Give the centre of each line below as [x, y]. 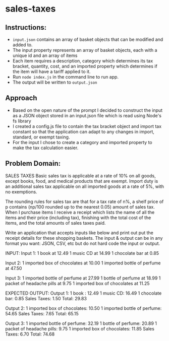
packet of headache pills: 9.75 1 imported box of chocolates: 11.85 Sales [80, 328]
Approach [21, 98]
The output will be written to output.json [55, 82]
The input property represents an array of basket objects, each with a [85, 50]
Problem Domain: [33, 163]
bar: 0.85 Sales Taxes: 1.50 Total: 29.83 [46, 298]
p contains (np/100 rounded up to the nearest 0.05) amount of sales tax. [80, 207]
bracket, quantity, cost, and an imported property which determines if [85, 66]
